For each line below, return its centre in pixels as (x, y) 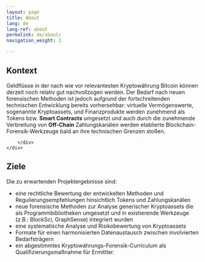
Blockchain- (181, 125)
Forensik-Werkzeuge (33, 131)
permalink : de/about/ (34, 35)
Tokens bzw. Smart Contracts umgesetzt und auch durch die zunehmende (101, 118)
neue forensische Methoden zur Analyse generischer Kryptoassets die (104, 206)
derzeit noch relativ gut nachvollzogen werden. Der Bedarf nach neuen (96, 92)
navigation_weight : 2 (34, 40)
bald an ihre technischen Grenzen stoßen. (113, 131)
